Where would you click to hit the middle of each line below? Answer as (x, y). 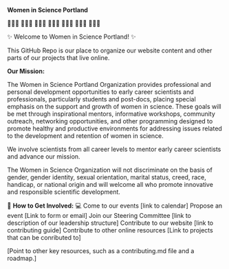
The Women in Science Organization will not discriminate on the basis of (110, 170)
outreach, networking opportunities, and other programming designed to (110, 121)
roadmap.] (22, 258)
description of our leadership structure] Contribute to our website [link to (110, 223)
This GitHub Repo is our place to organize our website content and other (110, 50)
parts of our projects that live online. (58, 58)
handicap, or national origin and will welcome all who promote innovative (110, 185)
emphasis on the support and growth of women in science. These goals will (114, 107)
